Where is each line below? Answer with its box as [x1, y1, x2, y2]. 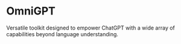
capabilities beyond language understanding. [6, 30, 119, 37]
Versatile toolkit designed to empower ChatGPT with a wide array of [6, 24, 175, 31]
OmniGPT [6, 4, 56, 18]
